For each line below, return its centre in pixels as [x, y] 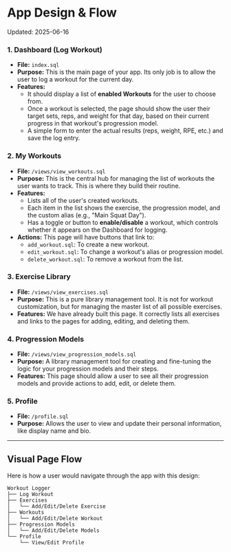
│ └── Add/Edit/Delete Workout [55, 519]
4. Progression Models [46, 339]
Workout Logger [29, 489]
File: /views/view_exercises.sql [63, 292]
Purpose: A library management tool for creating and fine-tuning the [114, 362]
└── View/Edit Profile [52, 543]
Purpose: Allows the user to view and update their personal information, [119, 424]
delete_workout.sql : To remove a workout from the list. [105, 259]
